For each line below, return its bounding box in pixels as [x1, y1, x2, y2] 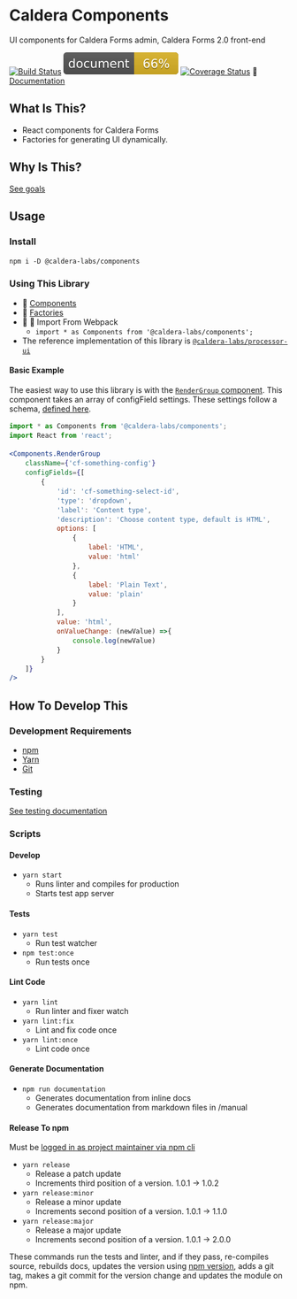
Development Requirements [9, 725, 133, 737]
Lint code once [34, 1043, 90, 1054]
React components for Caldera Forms [21, 125, 159, 135]
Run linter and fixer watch [34, 1005, 129, 1016]
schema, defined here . [9, 404, 91, 414]
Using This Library [9, 278, 90, 290]
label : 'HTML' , [88, 543, 144, 552]
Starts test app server [34, 888, 115, 899]
